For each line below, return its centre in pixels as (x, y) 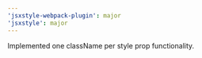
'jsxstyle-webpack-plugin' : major (65, 15)
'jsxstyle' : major (38, 23)
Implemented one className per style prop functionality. (101, 45)
